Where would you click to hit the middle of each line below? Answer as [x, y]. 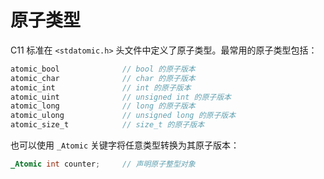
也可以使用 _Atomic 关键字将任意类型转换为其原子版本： [125, 145]
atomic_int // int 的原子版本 [101, 87]
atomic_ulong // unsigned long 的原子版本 [123, 116]
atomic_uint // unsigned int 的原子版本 [121, 97]
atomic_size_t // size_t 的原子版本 [107, 125]
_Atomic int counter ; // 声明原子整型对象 [103, 164]
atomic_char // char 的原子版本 [103, 78]
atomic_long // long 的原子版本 [103, 106]
